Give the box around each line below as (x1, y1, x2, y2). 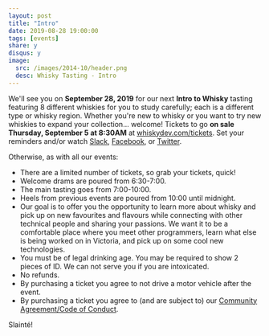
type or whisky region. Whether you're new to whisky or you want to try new (8, 110, 262, 121)
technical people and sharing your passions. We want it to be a (19, 219, 229, 228)
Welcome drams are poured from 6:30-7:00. (19, 176, 167, 186)
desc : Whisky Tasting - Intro (15, 72, 116, 80)
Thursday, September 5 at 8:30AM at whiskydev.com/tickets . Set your (8, 128, 245, 137)
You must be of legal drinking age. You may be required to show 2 (19, 252, 238, 262)
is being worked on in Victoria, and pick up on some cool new (19, 236, 224, 245)
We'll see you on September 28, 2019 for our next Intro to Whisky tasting (8, 93, 253, 103)
